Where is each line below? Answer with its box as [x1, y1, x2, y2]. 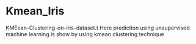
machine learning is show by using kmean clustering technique [5, 30, 164, 37]
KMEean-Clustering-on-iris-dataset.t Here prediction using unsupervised [5, 24, 190, 31]
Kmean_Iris [5, 4, 65, 18]
